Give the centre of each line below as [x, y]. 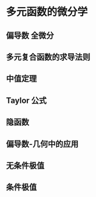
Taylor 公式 [26, 100]
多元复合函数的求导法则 [48, 57]
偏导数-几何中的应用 [42, 144]
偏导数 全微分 [30, 35]
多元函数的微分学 [47, 12]
